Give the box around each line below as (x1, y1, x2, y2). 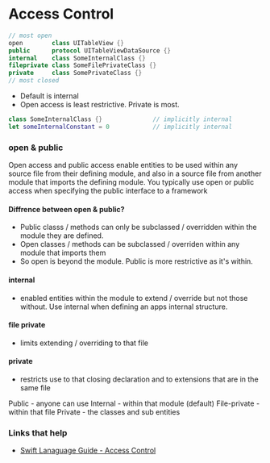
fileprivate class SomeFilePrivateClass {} (8, 61, 157, 69)
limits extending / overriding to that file (19, 338, 149, 348)
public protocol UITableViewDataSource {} (8, 46, 172, 55)
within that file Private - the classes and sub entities (8, 407, 181, 416)
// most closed (8, 77, 60, 85)
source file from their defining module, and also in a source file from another (8, 169, 262, 178)
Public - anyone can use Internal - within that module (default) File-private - (8, 398, 260, 408)
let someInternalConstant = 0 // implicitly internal (8, 123, 232, 131)
